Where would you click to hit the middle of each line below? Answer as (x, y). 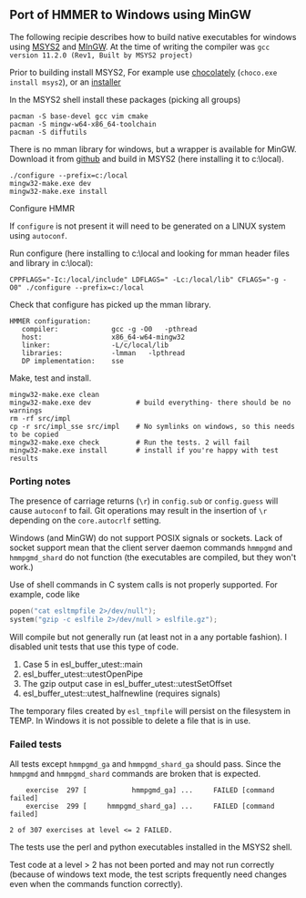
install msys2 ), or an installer (65, 82)
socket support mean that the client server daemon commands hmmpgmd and (151, 548)
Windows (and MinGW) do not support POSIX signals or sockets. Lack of (146, 538)
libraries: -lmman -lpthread (103, 353)
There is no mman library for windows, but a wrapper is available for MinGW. (153, 148)
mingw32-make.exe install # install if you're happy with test (144, 450)
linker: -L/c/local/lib (95, 345)
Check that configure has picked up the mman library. (110, 304)
